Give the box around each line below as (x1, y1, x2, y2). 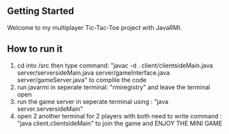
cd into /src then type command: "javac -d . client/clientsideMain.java (16, 61, 213, 69)
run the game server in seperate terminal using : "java (16, 97, 169, 105)
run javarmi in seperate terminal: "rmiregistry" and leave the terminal (16, 83, 211, 91)
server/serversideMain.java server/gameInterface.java (16, 68, 170, 77)
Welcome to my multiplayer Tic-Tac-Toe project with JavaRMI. (7, 23, 183, 31)
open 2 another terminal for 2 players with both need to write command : (16, 112, 222, 120)
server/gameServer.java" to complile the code (16, 76, 147, 84)
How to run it (7, 44, 63, 55)
